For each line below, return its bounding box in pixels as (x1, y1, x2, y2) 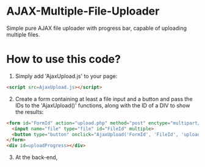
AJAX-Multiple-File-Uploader (6, 4, 160, 18)
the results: (15, 108, 44, 115)
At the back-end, (15, 154, 58, 161)
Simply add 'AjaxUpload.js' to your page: (15, 72, 118, 80)
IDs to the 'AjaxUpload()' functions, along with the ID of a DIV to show (15, 102, 190, 109)
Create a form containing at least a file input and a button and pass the (15, 95, 193, 102)
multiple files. (6, 30, 40, 38)
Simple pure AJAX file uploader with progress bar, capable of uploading (6, 24, 187, 32)
